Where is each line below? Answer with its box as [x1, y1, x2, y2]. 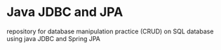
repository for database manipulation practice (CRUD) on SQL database [6, 27, 214, 35]
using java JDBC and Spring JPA [6, 34, 101, 42]
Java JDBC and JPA [6, 4, 123, 20]
